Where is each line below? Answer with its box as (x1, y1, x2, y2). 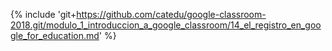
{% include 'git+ (10, 9, 77, 20)
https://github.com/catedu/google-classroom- (76, 9, 267, 20)
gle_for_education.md (10, 30, 100, 41)
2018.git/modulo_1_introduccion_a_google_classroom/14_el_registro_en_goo (10, 19, 322, 31)
